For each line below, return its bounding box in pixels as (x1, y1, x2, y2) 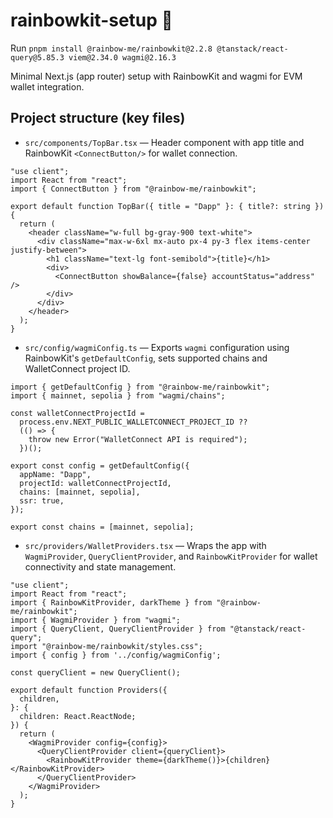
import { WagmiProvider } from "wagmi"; (10, 615, 182, 625)
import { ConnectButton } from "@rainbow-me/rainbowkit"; (10, 184, 257, 194)
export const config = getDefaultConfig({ (10, 460, 190, 471)
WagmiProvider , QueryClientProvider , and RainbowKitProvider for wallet (24, 550, 318, 562)
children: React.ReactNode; (19, 711, 137, 721)
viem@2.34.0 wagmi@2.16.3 (68, 52, 177, 63)
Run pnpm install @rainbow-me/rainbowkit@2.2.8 (10, 42, 213, 54)
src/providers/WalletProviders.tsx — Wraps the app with (24, 539, 267, 551)
